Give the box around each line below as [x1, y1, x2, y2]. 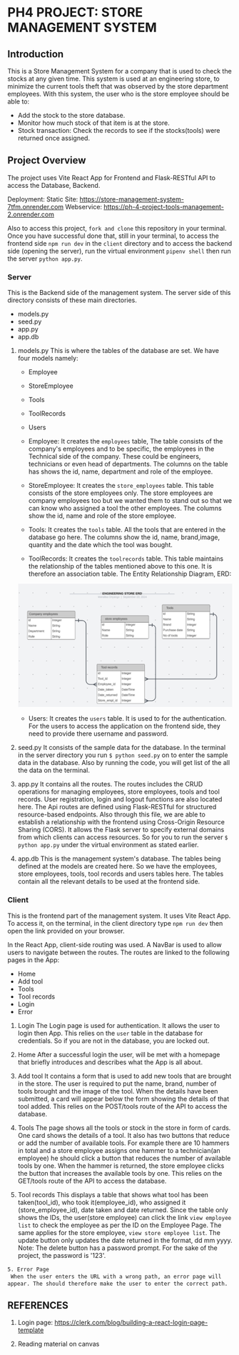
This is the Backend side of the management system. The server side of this [7, 289, 231, 297]
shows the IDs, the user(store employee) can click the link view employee [17, 1213, 232, 1221]
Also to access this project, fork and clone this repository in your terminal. [7, 224, 227, 232]
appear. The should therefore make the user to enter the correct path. [7, 1280, 228, 1287]
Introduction [7, 48, 64, 60]
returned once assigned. [17, 134, 91, 142]
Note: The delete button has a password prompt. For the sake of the [17, 1244, 218, 1252]
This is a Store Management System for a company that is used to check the [7, 67, 232, 75]
